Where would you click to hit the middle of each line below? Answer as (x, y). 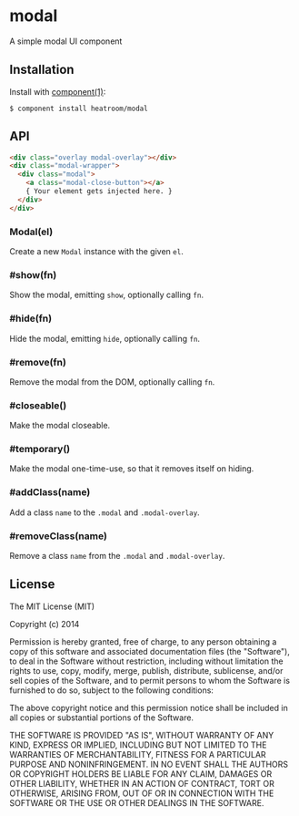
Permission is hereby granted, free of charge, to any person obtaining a (143, 641)
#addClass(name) (50, 492)
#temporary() (40, 449)
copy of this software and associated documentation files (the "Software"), (150, 651)
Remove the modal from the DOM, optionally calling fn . (112, 382)
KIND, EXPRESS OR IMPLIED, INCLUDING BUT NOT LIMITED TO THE (138, 745)
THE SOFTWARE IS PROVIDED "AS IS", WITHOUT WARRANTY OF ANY (142, 735)
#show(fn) (33, 274)
